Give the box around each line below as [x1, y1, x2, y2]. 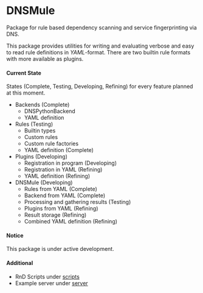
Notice [6, 231, 24, 239]
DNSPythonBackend [24, 107, 76, 115]
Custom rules [24, 134, 58, 141]
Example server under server [15, 279, 88, 287]
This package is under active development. [6, 245, 114, 253]
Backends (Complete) [15, 101, 70, 109]
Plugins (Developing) [15, 153, 68, 161]
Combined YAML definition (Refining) [24, 218, 117, 225]
